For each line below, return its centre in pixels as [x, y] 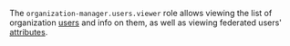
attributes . [29, 32]
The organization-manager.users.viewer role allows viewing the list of [141, 13]
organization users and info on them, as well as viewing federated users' [146, 23]
